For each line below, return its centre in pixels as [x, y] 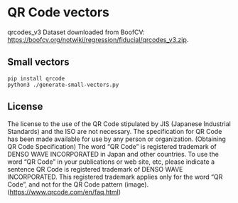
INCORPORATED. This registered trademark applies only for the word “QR [115, 177]
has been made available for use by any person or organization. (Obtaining [117, 139]
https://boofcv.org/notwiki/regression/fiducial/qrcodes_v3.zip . [98, 39]
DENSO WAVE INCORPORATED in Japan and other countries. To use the [113, 154]
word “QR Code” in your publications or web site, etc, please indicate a [111, 162]
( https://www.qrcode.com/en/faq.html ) [64, 192]
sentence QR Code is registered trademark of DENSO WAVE [95, 169]
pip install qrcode [36, 78]
